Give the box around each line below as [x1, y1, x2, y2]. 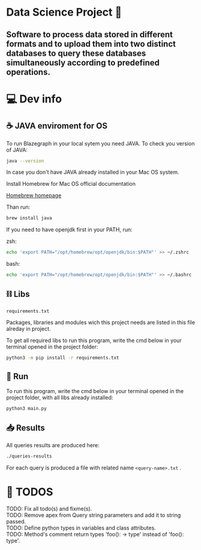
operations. [6, 67, 51, 77]
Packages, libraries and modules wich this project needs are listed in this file [6, 319, 196, 326]
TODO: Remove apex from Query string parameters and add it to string [6, 512, 181, 519]
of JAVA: [6, 146, 28, 153]
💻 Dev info [6, 92, 62, 106]
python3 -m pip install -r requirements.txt [6, 355, 119, 361]
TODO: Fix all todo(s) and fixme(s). [6, 505, 92, 513]
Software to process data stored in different [6, 29, 173, 40]
